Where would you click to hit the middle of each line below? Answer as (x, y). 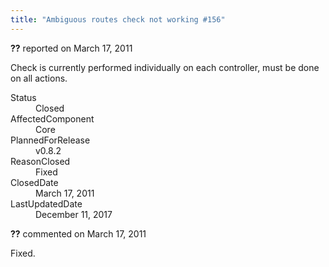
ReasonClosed (40, 161)
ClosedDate (34, 182)
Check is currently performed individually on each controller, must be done (165, 67)
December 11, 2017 (74, 214)
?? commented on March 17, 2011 (78, 233)
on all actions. (39, 78)
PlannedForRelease (50, 140)
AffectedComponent (52, 118)
